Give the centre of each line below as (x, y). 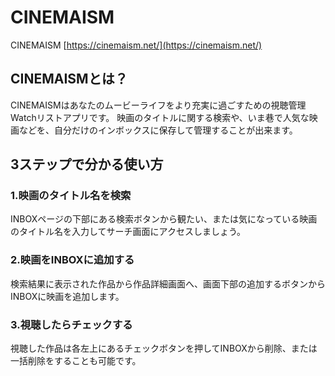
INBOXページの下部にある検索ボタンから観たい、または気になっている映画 (164, 219)
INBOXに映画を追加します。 (67, 296)
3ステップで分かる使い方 (87, 164)
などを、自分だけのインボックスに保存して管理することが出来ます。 (158, 130)
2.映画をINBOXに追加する (72, 260)
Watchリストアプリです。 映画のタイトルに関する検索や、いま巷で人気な (160, 117)
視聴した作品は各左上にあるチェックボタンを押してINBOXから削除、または (164, 348)
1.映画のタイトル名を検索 (71, 196)
